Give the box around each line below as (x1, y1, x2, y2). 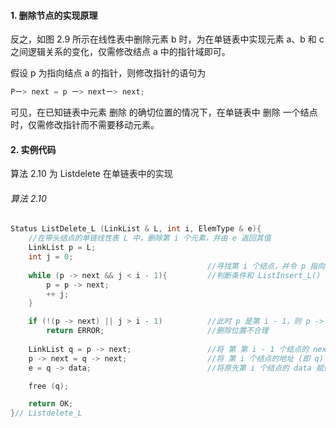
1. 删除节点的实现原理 (10, 9, 98, 21)
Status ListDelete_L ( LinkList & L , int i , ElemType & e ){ (10, 224, 262, 234)
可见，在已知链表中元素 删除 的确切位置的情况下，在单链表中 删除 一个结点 (10, 106, 318, 119)
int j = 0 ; (28, 252, 74, 262)
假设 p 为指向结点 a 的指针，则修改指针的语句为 (10, 67, 207, 79)
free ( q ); (28, 381, 70, 391)
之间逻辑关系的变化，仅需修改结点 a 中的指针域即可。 (10, 46, 231, 58)
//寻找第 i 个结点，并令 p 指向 (207, 261, 326, 271)
